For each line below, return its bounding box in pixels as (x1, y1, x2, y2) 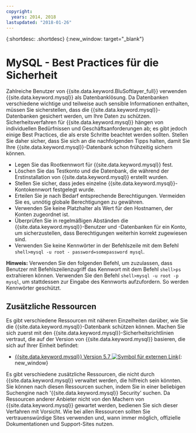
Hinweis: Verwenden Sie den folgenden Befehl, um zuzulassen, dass (6, 260, 173, 267)
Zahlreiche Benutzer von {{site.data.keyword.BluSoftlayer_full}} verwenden (6, 88, 187, 95)
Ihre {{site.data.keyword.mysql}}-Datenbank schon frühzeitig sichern (6, 144, 173, 151)
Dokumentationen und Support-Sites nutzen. (6, 421, 114, 428)
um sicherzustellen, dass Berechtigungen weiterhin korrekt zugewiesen (14, 229, 187, 237)
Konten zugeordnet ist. (14, 211, 70, 218)
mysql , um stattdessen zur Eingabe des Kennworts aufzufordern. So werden (6, 279, 189, 286)
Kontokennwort (14, 186, 51, 193)
